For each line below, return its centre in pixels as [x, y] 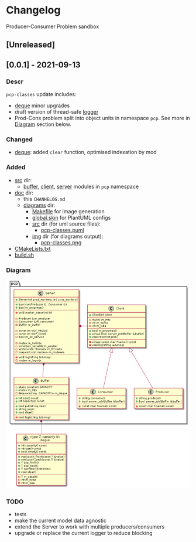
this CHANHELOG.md [44, 199]
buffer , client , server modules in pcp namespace [81, 186]
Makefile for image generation [68, 211]
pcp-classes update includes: [42, 94]
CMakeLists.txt [32, 248]
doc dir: [24, 192]
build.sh [24, 255]
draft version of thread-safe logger [56, 112]
